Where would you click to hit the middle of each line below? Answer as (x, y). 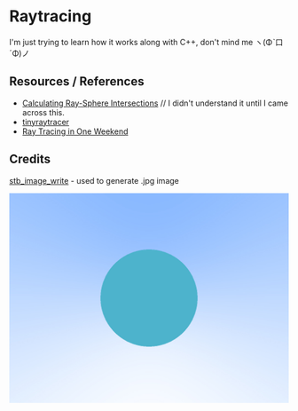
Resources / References (77, 82)
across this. (43, 112)
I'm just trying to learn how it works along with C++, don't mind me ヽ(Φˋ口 (146, 42)
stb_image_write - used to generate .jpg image (94, 180)
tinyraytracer (45, 122)
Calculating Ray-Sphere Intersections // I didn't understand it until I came (155, 103)
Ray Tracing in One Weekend (75, 131)
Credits (30, 159)
